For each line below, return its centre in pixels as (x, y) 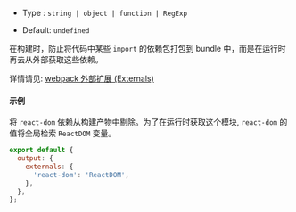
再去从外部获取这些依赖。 (56, 60)
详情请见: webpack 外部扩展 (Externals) (82, 78)
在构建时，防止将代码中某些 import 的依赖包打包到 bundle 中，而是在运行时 (148, 49)
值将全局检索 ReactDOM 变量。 (63, 134)
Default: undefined (56, 30)
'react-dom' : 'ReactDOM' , (81, 175)
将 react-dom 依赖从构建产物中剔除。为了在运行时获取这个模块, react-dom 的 (148, 122)
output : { (35, 159)
